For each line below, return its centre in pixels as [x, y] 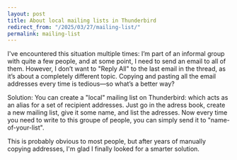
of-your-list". [26, 127]
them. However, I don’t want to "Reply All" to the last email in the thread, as [117, 69]
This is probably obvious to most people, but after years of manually [107, 142]
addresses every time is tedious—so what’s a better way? [91, 84]
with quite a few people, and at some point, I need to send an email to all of [117, 62]
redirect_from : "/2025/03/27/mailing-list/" [74, 27]
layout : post [27, 14]
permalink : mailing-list [44, 34]
